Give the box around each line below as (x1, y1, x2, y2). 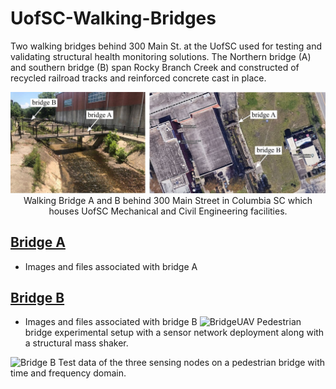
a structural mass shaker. (24, 337, 129, 349)
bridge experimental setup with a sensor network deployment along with (24, 327, 325, 339)
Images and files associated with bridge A (24, 260, 198, 272)
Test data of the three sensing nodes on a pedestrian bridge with (58, 357, 326, 369)
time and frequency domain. (10, 367, 127, 379)
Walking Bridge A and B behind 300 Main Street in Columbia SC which (23, 194, 313, 206)
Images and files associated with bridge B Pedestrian (24, 316, 302, 328)
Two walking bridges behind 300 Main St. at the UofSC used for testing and (10, 40, 323, 52)
